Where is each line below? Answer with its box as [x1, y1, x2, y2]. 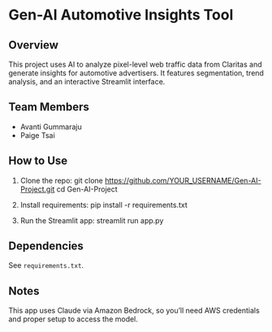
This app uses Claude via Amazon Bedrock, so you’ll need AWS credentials [8, 306, 260, 316]
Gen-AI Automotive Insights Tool [8, 6, 234, 24]
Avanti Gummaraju [19, 122, 83, 132]
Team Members [8, 100, 89, 114]
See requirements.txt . [8, 261, 84, 270]
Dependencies [8, 239, 84, 253]
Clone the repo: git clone [19, 175, 103, 185]
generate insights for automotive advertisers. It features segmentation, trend [8, 68, 264, 78]
